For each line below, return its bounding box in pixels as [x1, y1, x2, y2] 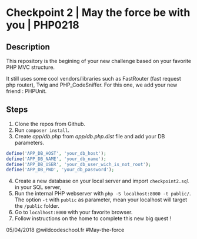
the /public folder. [14, 203, 60, 210]
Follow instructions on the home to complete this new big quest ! [14, 215, 172, 222]
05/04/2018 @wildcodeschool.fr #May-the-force [6, 227, 125, 234]
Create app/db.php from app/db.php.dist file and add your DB [14, 132, 165, 140]
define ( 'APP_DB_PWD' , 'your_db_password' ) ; [6, 167, 115, 173]
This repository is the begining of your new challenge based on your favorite [6, 58, 192, 64]
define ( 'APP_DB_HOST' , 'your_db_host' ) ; [6, 150, 107, 156]
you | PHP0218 [6, 18, 79, 32]
